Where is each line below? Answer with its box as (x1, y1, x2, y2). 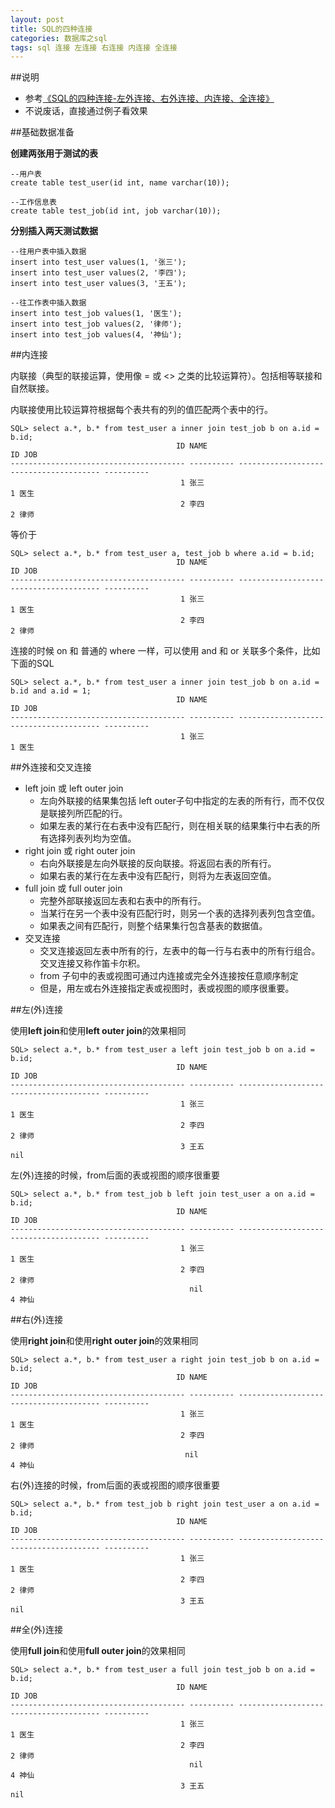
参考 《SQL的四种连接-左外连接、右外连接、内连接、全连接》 (24, 92, 275, 105)
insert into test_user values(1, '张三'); (10, 257, 187, 268)
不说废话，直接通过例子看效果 (24, 105, 148, 117)
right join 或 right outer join (24, 845, 136, 857)
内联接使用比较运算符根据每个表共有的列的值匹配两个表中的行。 (10, 404, 273, 416)
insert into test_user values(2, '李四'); (10, 268, 187, 278)
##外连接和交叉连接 (10, 761, 92, 773)
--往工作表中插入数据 (10, 298, 87, 308)
